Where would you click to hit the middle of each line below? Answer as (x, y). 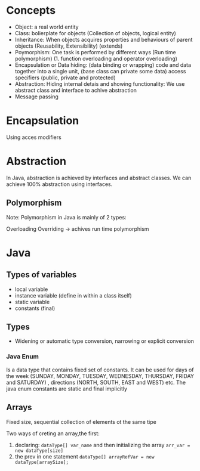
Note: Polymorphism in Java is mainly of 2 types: (66, 217)
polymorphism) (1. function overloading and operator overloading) (96, 58)
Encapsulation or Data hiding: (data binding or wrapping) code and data (103, 65)
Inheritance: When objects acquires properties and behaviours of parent (104, 39)
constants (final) (35, 308)
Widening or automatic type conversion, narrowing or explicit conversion (104, 341)
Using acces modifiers (34, 137)
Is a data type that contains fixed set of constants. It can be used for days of (100, 370)
